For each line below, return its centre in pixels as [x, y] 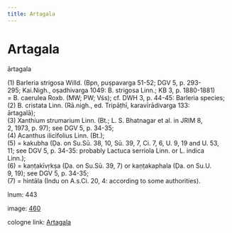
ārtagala [20, 69]
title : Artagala [31, 14]
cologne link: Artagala [39, 222]
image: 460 [24, 208]
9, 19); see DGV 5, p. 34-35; [48, 173]
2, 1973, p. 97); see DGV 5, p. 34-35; [61, 128]
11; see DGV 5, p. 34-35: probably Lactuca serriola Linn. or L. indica [106, 151]
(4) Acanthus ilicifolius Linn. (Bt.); [56, 135]
